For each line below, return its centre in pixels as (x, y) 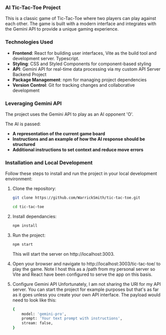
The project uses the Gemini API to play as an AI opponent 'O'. (69, 114)
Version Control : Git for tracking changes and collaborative (73, 85)
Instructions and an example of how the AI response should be (79, 139)
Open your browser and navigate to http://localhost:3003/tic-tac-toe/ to (86, 264)
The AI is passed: (23, 124)
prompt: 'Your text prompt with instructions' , (72, 318)
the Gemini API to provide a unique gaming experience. (62, 29)
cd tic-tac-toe (28, 207)
